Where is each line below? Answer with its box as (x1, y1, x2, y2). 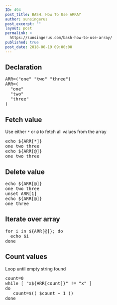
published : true (5, 40, 39, 45)
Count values (5, 252, 47, 261)
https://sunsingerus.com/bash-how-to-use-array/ (9, 35, 113, 40)
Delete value (5, 167, 45, 176)
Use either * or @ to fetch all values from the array (5, 128, 107, 135)
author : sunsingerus (5, 16, 48, 21)
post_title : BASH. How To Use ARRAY (5, 12, 81, 17)
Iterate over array (5, 215, 61, 223)
